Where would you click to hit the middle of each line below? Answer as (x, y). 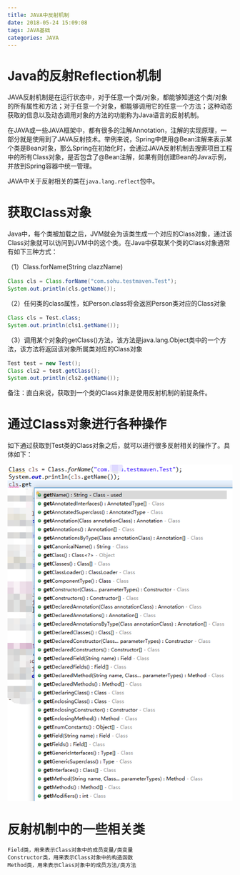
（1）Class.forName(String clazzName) (65, 267)
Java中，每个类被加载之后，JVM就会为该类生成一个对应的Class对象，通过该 (120, 234)
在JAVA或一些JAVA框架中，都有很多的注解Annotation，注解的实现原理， (114, 130)
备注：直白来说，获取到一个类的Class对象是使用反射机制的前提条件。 (110, 393)
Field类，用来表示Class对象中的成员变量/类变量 (70, 850)
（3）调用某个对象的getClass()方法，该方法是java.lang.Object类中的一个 (114, 340)
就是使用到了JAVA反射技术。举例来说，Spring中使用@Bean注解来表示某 (126, 139)
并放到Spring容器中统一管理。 (52, 166)
